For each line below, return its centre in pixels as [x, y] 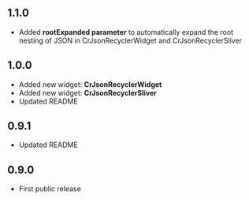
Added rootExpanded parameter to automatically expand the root [126, 32]
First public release [50, 189]
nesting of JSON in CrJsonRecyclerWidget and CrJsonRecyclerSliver [130, 40]
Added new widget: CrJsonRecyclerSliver [87, 92]
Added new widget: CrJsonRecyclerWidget [90, 84]
